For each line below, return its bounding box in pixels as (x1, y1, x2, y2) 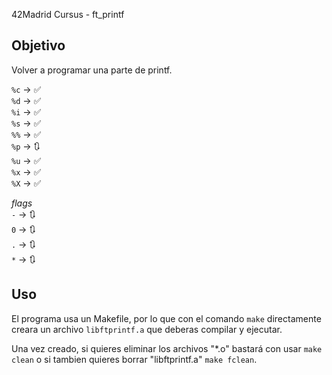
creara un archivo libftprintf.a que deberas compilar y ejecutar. (11, 323, 283, 335)
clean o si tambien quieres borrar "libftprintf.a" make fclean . (11, 353, 258, 365)
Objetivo (11, 37, 66, 54)
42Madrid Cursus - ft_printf (11, 9, 125, 20)
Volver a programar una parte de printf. (11, 64, 173, 76)
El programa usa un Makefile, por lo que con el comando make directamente (11, 312, 322, 324)
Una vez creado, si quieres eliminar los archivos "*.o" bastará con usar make (11, 342, 323, 354)
